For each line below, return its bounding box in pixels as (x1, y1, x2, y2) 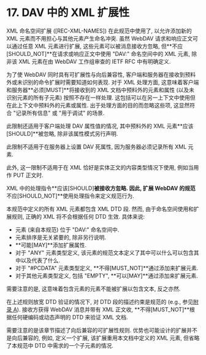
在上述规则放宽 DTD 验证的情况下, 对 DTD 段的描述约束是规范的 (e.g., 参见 (6, 298, 194, 305)
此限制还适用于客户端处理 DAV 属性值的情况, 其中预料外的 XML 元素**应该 (6, 122, 194, 130)
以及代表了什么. (20, 256, 60, 264)
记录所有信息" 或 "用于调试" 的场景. (15, 109, 105, 117)
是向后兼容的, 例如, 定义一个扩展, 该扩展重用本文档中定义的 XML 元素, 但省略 (6, 334, 200, 341)
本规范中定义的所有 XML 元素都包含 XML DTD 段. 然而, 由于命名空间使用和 (6, 205, 194, 213)
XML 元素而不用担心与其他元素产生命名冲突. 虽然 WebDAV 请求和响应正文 (6, 34, 193, 42)
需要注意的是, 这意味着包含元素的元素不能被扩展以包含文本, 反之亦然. (6, 285, 181, 292)
